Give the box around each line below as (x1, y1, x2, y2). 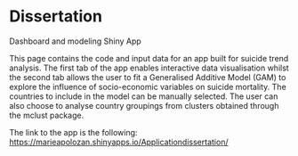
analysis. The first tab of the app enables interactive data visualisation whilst (9, 62, 289, 73)
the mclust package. (9, 110, 85, 120)
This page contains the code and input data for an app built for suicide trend (9, 53, 289, 63)
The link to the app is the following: (9, 127, 138, 137)
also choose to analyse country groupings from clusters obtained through (9, 100, 279, 111)
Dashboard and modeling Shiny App (9, 36, 142, 46)
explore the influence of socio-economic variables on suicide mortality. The (9, 81, 286, 92)
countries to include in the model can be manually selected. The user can (9, 91, 278, 102)
